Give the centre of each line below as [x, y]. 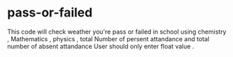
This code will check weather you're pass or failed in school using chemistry [117, 32]
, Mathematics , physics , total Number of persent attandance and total [109, 38]
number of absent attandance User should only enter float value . [101, 46]
